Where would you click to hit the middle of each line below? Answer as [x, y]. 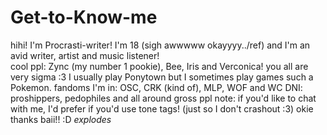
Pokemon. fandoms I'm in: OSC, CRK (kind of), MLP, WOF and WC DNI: [156, 87]
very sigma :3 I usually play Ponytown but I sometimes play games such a [162, 77]
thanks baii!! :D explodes [61, 119]
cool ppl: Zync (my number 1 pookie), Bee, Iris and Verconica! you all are [159, 66]
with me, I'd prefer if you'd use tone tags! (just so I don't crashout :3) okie [162, 108]
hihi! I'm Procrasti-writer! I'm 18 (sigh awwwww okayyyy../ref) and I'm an [160, 45]
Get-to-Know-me [84, 17]
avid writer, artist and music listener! [85, 55]
